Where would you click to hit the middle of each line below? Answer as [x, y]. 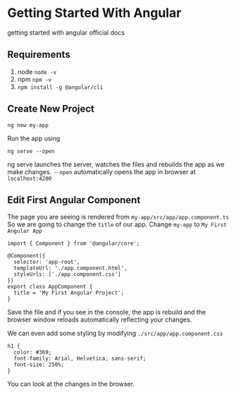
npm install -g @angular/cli [60, 87]
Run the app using [34, 138]
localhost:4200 [30, 178]
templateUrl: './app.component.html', [71, 268]
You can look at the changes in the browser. [71, 384]
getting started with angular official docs [66, 32]
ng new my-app [28, 125]
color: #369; [33, 353]
